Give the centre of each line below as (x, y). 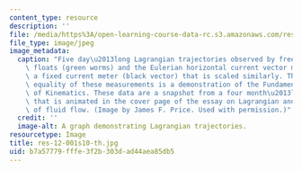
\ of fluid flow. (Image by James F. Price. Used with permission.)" (159, 110)
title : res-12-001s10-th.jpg (64, 143)
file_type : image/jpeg (52, 43)
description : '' (40, 26)
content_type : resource (54, 18)
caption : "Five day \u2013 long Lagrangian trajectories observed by (147, 59)
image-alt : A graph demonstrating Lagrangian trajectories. (132, 127)
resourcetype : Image (48, 135)
